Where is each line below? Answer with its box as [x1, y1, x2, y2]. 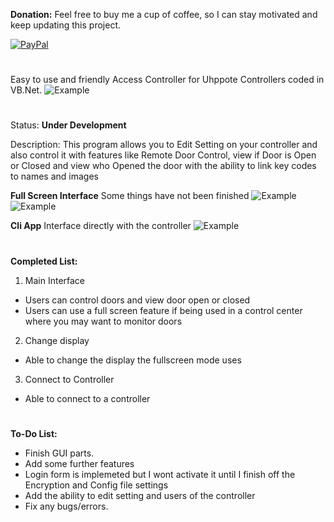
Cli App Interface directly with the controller [10, 220, 192, 232]
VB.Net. [10, 84, 43, 96]
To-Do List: [10, 427, 58, 439]
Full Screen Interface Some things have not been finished [10, 190, 250, 202]
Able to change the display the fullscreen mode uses [24, 354, 242, 366]
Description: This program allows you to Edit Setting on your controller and [10, 139, 318, 151]
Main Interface [24, 274, 86, 286]
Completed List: [10, 255, 78, 267]
